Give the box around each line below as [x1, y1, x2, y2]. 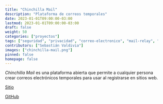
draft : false [5, 25, 32, 30]
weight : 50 [5, 30, 27, 34]
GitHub [5, 94, 19, 100]
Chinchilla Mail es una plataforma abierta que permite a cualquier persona [5, 70, 154, 75]
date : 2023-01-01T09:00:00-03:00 [5, 16, 73, 21]
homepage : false [5, 57, 38, 61]
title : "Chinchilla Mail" [5, 7, 57, 12]
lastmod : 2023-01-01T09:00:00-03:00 [5, 20, 79, 26]
